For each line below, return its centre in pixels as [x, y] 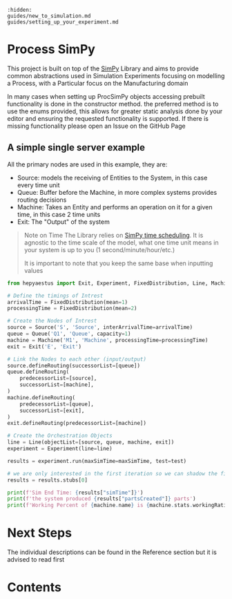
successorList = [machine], [57, 385]
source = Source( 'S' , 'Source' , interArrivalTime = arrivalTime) [100, 327]
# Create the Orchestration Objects [60, 436]
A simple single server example [76, 148]
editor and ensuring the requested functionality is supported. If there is [108, 118]
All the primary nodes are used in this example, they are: [87, 164]
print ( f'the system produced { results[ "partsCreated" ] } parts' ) [101, 499]
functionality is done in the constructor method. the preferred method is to [113, 104]
